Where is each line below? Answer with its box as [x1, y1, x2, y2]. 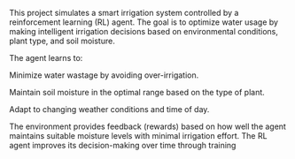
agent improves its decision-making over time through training [9, 140, 237, 150]
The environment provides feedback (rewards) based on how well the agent [9, 121, 286, 132]
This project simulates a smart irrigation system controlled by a [9, 8, 239, 18]
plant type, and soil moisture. [9, 35, 115, 46]
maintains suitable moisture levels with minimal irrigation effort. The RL [9, 131, 268, 140]
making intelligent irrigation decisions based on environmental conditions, [9, 26, 279, 36]
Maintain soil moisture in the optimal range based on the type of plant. [9, 87, 266, 97]
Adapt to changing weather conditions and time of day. [9, 104, 210, 114]
